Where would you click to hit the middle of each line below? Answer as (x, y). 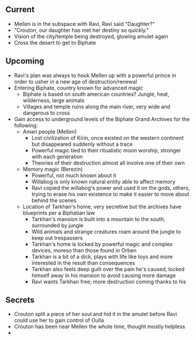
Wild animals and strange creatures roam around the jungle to (106, 231)
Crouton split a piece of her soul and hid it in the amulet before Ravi (95, 314)
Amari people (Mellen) (50, 131)
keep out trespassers (57, 238)
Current (20, 10)
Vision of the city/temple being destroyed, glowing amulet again (91, 36)
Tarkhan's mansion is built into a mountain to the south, (98, 219)
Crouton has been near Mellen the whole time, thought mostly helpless (99, 326)
